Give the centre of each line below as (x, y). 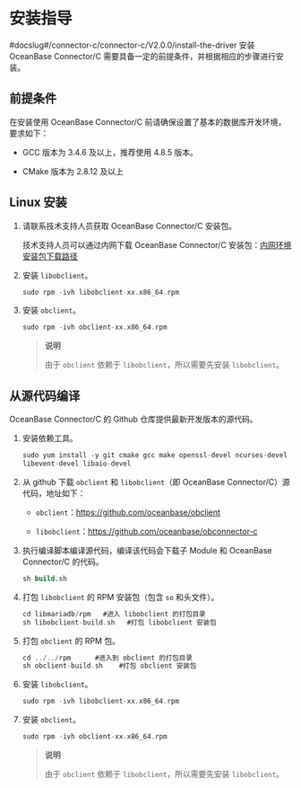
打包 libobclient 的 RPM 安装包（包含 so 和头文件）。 (120, 597)
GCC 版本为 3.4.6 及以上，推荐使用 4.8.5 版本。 (110, 152)
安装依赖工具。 (50, 438)
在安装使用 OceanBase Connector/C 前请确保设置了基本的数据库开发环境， (148, 121)
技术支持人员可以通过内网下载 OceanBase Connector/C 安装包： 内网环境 (157, 244)
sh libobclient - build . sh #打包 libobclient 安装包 (119, 622)
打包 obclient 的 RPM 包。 (71, 641)
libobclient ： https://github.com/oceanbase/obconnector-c (146, 531)
